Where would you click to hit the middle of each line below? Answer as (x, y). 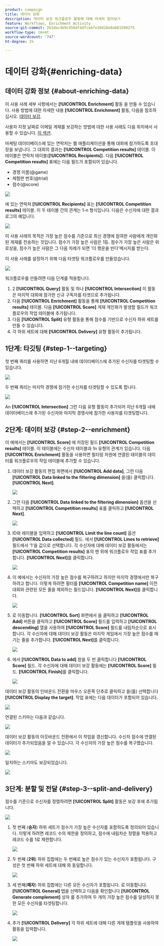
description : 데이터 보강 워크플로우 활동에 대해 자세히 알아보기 (63, 19)
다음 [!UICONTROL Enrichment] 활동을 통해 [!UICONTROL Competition (84, 301)
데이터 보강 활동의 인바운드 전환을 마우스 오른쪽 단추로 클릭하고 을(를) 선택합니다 (82, 691)
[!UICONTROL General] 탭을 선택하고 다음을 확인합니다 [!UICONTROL (81, 891)
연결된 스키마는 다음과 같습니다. (35, 717)
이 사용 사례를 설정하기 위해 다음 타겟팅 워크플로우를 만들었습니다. (68, 259)
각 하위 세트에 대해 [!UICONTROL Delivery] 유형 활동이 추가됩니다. (77, 331)
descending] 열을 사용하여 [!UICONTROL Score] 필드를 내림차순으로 (80, 628)
